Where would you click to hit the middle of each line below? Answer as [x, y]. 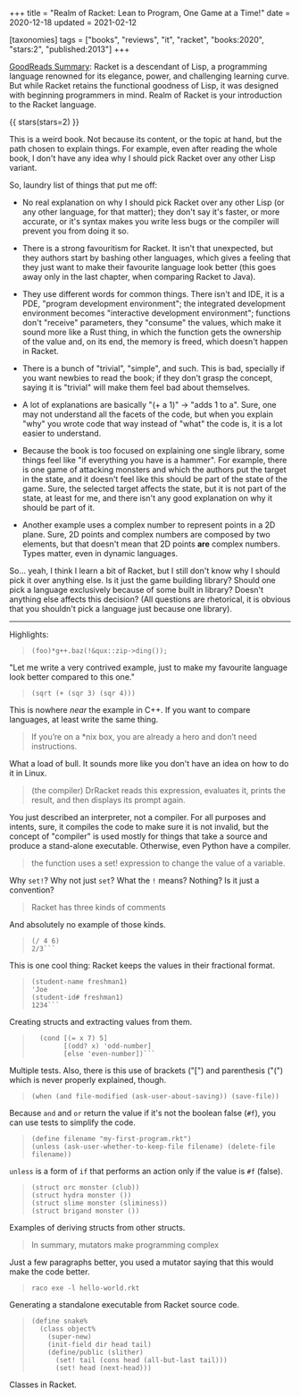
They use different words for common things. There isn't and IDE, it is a [153, 294]
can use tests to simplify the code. [73, 1122]
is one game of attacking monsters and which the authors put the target [154, 470]
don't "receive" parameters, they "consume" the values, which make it [151, 322]
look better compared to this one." [72, 677]
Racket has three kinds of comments [99, 907]
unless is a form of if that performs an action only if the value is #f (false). [146, 1171]
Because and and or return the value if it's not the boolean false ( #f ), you [143, 1113]
